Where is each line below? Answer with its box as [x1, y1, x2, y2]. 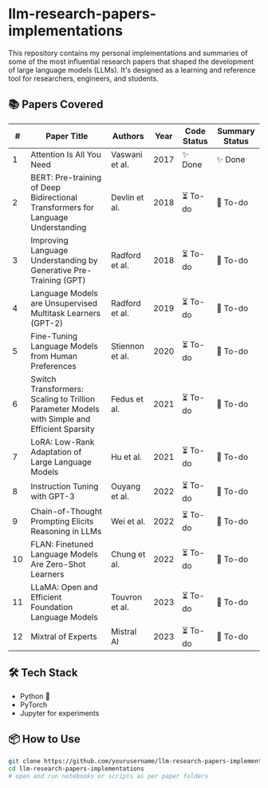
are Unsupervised [30, 297, 98, 308]
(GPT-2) [30, 317, 64, 328]
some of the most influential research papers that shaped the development [8, 57, 254, 66]
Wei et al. [110, 516, 146, 527]
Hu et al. [110, 451, 142, 462]
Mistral [110, 626, 137, 637]
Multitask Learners [30, 307, 101, 319]
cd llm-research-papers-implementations [8, 765, 145, 773]
